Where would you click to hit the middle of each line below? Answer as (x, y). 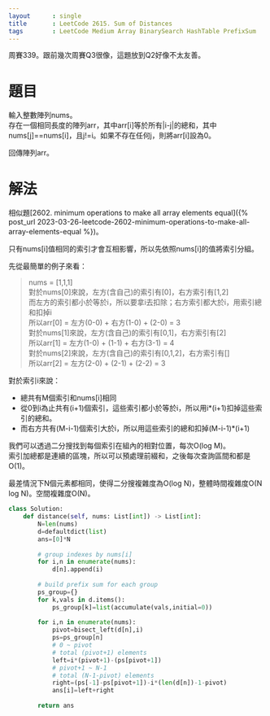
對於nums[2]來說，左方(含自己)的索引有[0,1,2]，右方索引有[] (129, 353)
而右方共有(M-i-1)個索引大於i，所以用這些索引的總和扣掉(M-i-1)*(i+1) (135, 429)
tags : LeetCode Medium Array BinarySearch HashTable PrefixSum (132, 31)
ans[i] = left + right (83, 691)
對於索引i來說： (35, 381)
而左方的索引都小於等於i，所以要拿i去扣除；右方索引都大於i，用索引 (141, 303)
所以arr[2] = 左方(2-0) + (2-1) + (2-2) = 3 (97, 364)
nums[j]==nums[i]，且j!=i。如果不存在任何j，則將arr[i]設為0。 (112, 136)
